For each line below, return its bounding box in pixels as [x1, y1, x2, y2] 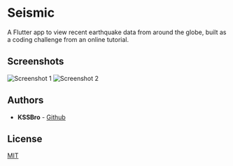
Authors [7, 94, 44, 106]
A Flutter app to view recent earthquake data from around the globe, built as [7, 28, 227, 36]
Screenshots [7, 56, 64, 68]
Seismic [7, 5, 55, 21]
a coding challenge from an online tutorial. [7, 35, 129, 43]
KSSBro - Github [17, 113, 66, 121]
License [7, 133, 43, 144]
